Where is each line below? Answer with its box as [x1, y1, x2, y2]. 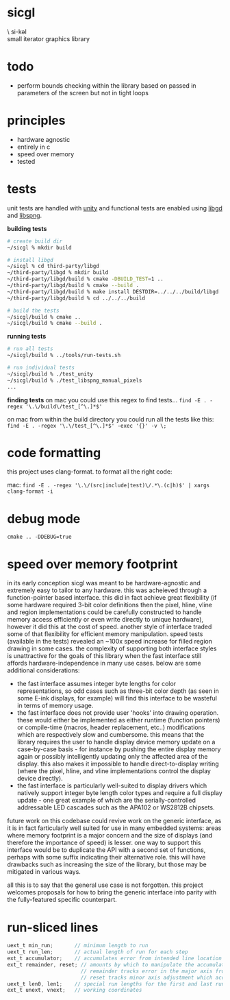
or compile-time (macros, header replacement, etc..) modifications [16, 723, 205, 731]
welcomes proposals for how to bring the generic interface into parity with [7, 888, 217, 897]
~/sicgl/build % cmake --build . [7, 320, 103, 327]
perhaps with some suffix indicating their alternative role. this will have [7, 853, 206, 862]
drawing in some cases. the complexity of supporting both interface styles [7, 644, 217, 653]
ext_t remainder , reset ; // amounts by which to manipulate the [7, 961, 194, 968]
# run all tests [7, 345, 53, 352]
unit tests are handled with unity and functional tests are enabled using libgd [7, 204, 222, 212]
